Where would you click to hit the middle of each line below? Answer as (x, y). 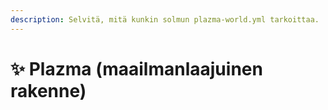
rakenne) (48, 90)
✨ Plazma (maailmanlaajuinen (136, 68)
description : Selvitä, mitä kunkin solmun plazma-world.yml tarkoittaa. (165, 19)
